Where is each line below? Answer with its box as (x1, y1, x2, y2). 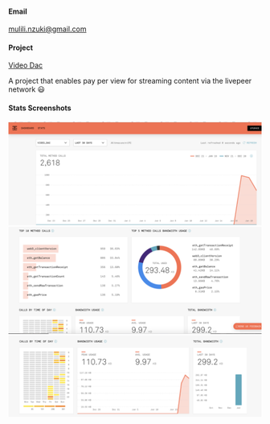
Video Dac (8, 60, 43, 70)
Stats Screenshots (8, 103, 72, 113)
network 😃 (8, 84, 46, 94)
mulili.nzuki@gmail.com (8, 24, 87, 34)
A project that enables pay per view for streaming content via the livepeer (8, 76, 252, 86)
